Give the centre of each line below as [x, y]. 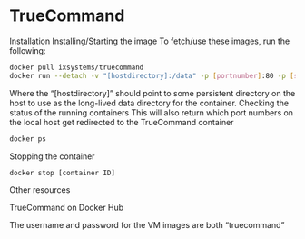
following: [28, 50]
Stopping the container [52, 156]
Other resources [40, 190]
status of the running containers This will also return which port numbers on [151, 112]
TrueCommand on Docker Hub [67, 208]
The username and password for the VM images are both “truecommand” [147, 225]
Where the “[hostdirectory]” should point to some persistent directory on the [152, 93]
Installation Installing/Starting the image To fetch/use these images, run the [150, 41]
